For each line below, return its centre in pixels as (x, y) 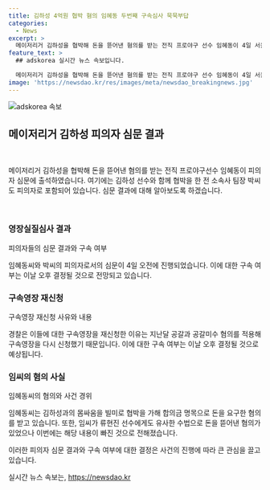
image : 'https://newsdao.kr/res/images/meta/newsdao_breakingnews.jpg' (131, 82)
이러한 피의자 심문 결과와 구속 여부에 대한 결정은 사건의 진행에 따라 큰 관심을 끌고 (135, 450)
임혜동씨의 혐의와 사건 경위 (50, 396)
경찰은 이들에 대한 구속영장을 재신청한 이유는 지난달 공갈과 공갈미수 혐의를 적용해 (135, 334)
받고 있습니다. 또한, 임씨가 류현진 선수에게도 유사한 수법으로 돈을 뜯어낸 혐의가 (139, 423)
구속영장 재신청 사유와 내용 (50, 317)
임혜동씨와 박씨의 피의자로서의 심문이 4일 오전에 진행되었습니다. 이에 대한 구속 (131, 265)
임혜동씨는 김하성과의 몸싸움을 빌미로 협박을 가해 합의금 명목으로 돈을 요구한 (127, 413)
